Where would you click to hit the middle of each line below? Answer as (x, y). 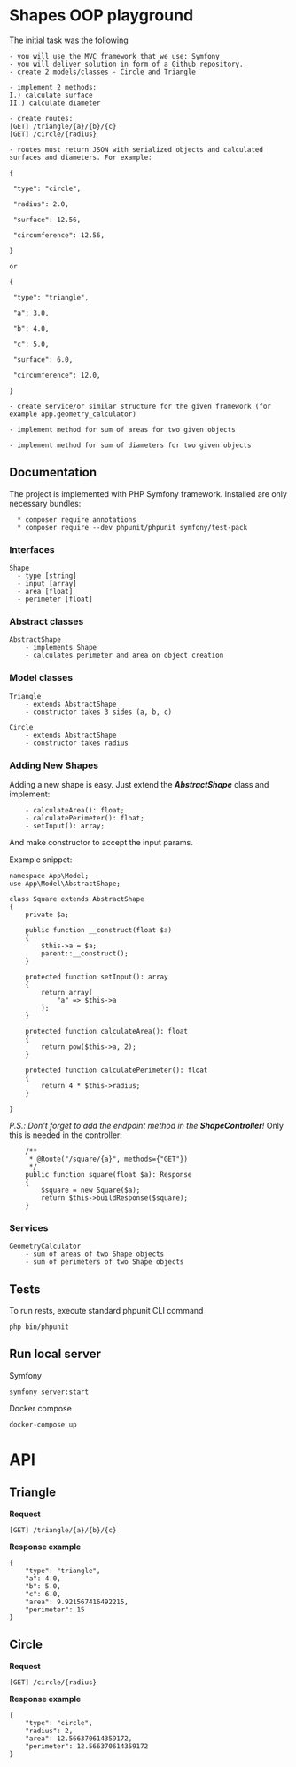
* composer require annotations (77, 520)
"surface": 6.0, (43, 360)
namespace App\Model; (49, 876)
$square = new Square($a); (91, 1190)
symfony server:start (49, 1392)
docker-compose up (43, 1424)
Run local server (55, 1354)
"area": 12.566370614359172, (79, 1739)
